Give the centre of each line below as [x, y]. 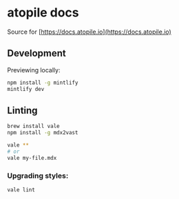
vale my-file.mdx [32, 158]
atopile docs [43, 13]
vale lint [21, 190]
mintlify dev [26, 89]
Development [37, 53]
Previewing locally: [34, 70]
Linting [22, 111]
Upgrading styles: [38, 176]
